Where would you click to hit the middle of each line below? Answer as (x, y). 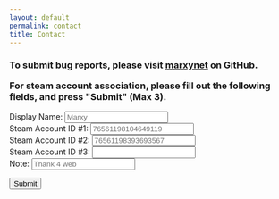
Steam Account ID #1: (49, 129)
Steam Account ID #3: (50, 152)
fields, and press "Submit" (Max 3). (88, 96)
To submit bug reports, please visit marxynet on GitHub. (134, 65)
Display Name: (36, 117)
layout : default (39, 17)
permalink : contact (46, 26)
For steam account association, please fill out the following (140, 86)
